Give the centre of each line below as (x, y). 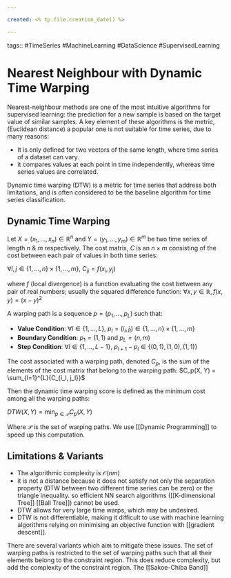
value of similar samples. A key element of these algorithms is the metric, (111, 121)
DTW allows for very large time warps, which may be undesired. (108, 510)
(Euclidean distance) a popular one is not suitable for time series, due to (109, 129)
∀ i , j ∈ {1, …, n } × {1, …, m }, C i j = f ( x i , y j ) (61, 269)
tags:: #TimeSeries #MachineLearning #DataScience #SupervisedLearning (114, 45)
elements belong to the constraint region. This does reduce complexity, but (114, 560)
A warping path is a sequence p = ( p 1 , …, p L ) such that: (85, 315)
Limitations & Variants (56, 456)
